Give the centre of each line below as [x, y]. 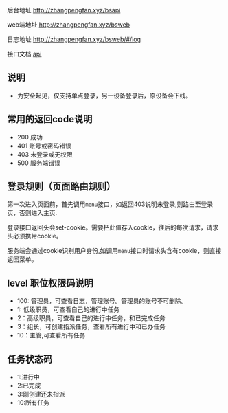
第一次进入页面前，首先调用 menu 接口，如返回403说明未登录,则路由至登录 [110, 204]
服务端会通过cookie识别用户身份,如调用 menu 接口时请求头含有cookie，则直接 [114, 251]
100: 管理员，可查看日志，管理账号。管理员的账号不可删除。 [102, 301]
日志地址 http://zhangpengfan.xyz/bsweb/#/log [74, 39]
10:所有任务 [33, 403]
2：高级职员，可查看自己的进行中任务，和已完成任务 [91, 318]
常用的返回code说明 [50, 119]
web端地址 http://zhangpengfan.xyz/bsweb [69, 25]
